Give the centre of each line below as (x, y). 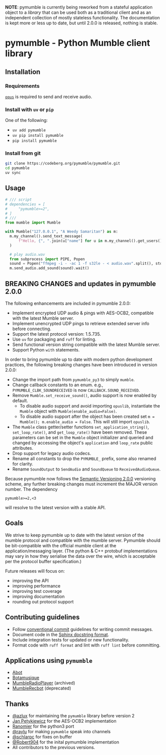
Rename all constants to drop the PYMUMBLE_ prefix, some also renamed (84, 459)
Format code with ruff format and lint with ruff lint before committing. (86, 645)
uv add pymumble (29, 130)
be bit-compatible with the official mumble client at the (61, 545)
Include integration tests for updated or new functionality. (71, 639)
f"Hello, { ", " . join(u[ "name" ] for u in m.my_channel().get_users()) (91, 241)
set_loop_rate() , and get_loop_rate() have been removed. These (80, 432)
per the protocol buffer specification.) (43, 561)
